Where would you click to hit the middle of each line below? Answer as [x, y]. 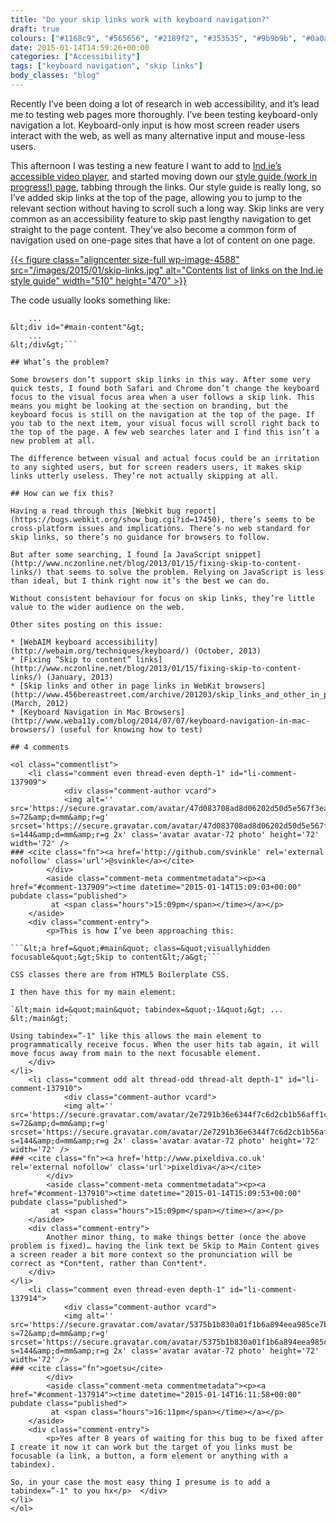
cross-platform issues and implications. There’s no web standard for [160, 528]
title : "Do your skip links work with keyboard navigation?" [140, 19]
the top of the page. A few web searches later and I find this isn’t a [165, 432]
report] [200, 511]
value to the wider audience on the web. [98, 607]
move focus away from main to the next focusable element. [136, 1053]
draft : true [35, 29]
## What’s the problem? [60, 362]
